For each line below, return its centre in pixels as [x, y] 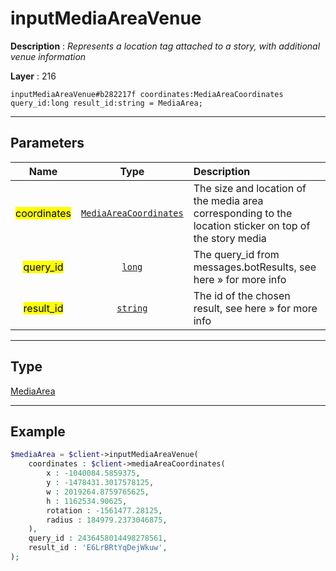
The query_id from [236, 254]
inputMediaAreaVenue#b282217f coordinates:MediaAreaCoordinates [147, 94]
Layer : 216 [33, 76]
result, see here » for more [255, 308]
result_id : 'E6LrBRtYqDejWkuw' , [98, 548]
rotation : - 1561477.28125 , [104, 510]
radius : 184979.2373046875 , [107, 520]
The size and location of [250, 188]
